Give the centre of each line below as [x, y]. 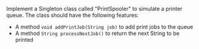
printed [24, 40]
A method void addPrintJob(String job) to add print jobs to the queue [104, 27]
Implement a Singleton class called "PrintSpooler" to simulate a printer [94, 9]
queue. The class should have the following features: [72, 15]
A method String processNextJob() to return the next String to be [97, 33]
